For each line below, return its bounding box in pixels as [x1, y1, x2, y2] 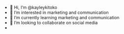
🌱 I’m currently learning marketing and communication [9, 15, 120, 20]
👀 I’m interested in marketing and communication [9, 10, 109, 15]
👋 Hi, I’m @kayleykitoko [9, 5, 57, 10]
